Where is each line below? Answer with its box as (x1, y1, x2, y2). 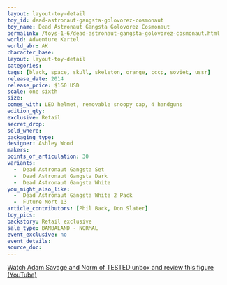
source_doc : (7, 244, 42, 251)
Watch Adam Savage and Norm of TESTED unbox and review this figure (7, 263, 214, 272)
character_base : (7, 50, 54, 57)
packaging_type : (7, 133, 54, 140)
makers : (7, 147, 30, 154)
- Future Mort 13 (13, 198, 68, 206)
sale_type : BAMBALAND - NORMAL (7, 224, 98, 231)
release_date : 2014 (7, 75, 64, 82)
